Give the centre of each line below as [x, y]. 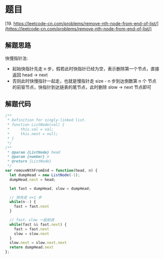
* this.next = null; [32, 134]
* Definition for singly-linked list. [47, 120]
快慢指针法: [17, 58]
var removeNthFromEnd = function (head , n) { [51, 171]
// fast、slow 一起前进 [32, 220]
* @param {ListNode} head [34, 152]
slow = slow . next [32, 233]
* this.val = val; [30, 129]
